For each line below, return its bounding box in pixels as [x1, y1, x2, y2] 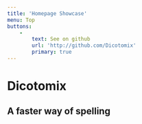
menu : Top [7, 17, 36, 23]
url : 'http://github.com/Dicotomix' [32, 42, 137, 49]
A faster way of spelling [7, 105, 111, 117]
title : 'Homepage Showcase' [7, 10, 88, 17]
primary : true [32, 49, 72, 56]
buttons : [7, 23, 32, 30]
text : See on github [32, 36, 91, 43]
